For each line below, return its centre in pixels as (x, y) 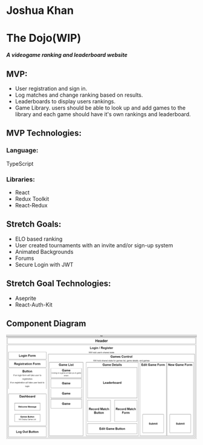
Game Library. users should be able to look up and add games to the (100, 108)
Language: (22, 151)
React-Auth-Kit (34, 304)
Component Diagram (46, 323)
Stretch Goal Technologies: (59, 284)
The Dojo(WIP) (44, 38)
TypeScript (20, 163)
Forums (24, 258)
